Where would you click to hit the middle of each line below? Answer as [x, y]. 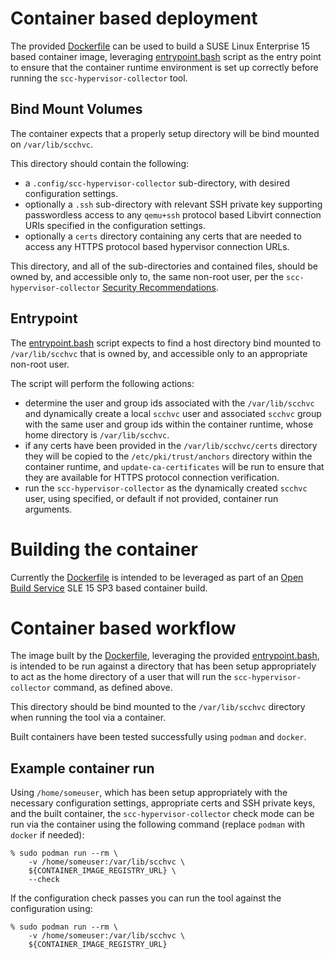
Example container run [82, 768]
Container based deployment [134, 18]
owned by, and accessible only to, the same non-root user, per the [147, 276]
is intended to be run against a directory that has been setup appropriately [163, 666]
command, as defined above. [113, 688]
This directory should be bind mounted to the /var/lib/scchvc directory [158, 707]
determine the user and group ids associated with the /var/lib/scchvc [169, 403]
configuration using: [51, 909]
